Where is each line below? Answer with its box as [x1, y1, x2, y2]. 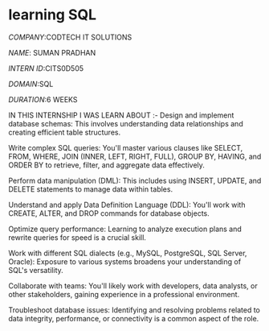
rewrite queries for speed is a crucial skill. [8, 232, 147, 242]
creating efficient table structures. [8, 127, 121, 137]
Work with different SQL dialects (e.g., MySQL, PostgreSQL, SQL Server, [8, 248, 247, 258]
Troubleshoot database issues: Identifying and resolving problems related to [8, 304, 261, 315]
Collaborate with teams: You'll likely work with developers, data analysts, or [8, 280, 259, 291]
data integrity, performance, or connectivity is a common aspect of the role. [8, 313, 259, 323]
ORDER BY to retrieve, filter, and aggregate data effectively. [8, 159, 205, 170]
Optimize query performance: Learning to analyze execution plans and [8, 224, 243, 234]
